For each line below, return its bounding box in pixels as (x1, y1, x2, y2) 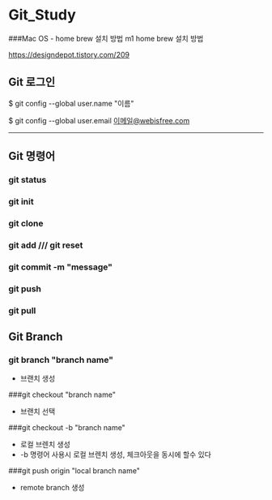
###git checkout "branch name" (8, 390, 116, 399)
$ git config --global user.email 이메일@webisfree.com (8, 115, 190, 125)
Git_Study (8, 6, 76, 24)
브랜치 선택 (19, 407, 56, 416)
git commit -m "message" (8, 261, 113, 273)
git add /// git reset (8, 239, 83, 251)
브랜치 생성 (19, 373, 56, 383)
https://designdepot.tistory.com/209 (8, 50, 130, 59)
